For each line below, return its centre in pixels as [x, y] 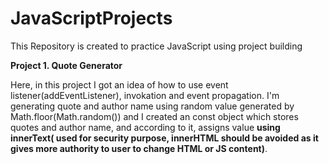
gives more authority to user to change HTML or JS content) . [139, 148]
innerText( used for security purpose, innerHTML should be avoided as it [164, 138]
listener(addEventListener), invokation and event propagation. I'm [145, 95]
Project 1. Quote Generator [66, 65]
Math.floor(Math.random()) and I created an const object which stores [154, 116]
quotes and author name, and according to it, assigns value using [145, 127]
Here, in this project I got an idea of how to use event [119, 84]
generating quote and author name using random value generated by [152, 106]
